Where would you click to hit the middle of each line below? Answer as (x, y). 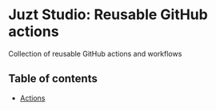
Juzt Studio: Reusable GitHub (108, 15)
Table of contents (53, 79)
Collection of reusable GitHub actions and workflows (95, 53)
